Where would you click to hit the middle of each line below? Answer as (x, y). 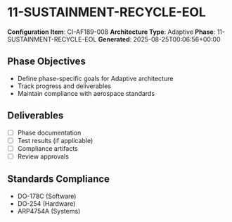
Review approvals (43, 156)
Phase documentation (49, 132)
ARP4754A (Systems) (49, 211)
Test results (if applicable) (55, 140)
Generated (114, 39)
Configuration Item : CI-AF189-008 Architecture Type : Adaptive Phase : (111, 32)
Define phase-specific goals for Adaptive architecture (95, 78)
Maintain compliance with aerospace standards (86, 93)
